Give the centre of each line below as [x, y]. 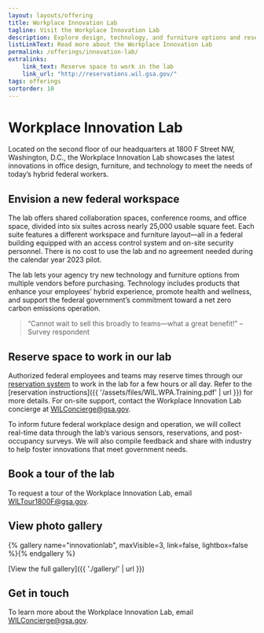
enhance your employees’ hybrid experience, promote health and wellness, [130, 292]
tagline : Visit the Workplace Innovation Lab [84, 30]
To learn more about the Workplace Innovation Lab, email [101, 612]
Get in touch [38, 593]
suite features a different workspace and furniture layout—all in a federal [126, 235]
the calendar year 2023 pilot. [55, 259]
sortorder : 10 [31, 88]
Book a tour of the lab [62, 474]
